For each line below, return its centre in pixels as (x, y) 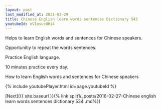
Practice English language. (33, 57)
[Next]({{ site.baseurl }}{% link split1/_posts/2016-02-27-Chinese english (81, 96)
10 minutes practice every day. (37, 67)
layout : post (19, 10)
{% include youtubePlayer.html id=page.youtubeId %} (61, 86)
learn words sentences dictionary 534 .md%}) (53, 101)
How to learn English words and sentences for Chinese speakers (72, 77)
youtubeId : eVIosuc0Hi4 (30, 24)
